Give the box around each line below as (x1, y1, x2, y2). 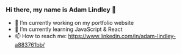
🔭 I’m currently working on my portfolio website (14, 19, 134, 27)
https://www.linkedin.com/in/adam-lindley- (68, 33, 177, 40)
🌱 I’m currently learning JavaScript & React (14, 25, 123, 33)
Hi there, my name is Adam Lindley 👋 (5, 5, 117, 14)
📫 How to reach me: (14, 33, 67, 40)
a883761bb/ (14, 41, 45, 49)
